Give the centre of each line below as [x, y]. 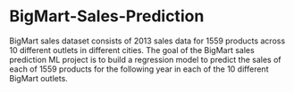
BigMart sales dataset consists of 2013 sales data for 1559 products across [147, 41]
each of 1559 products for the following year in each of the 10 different [139, 69]
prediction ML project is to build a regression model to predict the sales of [145, 59]
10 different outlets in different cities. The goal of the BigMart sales [132, 50]
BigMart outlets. [39, 78]
